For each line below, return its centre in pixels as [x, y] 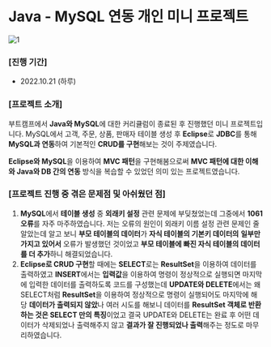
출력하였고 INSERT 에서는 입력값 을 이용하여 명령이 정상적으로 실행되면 [130, 274]
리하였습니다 [40, 335]
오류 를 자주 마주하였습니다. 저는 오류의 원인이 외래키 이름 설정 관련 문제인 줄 [140, 223]
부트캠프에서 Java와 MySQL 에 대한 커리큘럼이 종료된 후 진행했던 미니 [119, 123]
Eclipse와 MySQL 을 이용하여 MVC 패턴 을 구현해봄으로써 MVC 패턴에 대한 [126, 161]
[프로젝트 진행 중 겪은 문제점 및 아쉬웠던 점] [87, 194]
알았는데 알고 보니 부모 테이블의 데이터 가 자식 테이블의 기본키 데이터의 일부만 [140, 233]
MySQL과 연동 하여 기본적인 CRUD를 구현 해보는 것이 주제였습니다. [113, 144]
